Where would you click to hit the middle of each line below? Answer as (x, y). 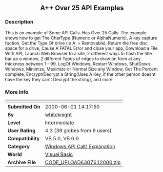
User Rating (21, 130)
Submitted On (24, 107)
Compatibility (24, 138)
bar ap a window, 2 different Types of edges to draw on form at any (73, 59)
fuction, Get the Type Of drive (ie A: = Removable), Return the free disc (76, 43)
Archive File (22, 162)
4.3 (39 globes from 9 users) (79, 130)
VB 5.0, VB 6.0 (62, 138)
